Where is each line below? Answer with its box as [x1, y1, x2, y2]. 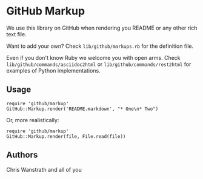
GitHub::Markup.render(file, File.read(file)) [6, 133, 126, 140]
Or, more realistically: [6, 116, 59, 123]
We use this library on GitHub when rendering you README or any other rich [6, 24, 198, 31]
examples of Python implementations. [6, 67, 101, 74]
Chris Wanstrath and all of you [6, 166, 82, 173]
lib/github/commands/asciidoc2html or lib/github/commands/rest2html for [6, 60, 191, 68]
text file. [6, 30, 27, 37]
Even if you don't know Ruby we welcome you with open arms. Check [6, 54, 181, 61]
